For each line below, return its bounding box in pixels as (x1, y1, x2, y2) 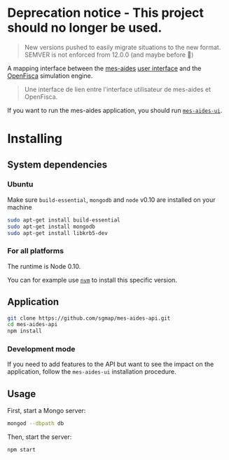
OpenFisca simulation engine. (7, 72, 93, 80)
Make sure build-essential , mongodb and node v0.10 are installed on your (7, 195, 216, 204)
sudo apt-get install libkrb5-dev (7, 229, 109, 236)
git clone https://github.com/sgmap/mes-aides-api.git (7, 314, 171, 322)
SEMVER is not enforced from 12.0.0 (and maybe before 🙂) (24, 50, 194, 59)
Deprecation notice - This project (7, 5, 204, 21)
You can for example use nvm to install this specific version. (7, 276, 177, 284)
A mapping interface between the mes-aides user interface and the (7, 64, 202, 72)
